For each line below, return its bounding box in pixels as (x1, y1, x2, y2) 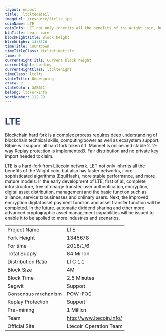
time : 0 (5, 53, 21, 58)
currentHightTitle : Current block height (5, 58, 92, 63)
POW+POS (66, 291, 92, 297)
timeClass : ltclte (5, 72, 43, 77)
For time (7, 243, 27, 250)
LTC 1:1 (66, 258, 85, 265)
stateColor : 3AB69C (5, 85, 45, 90)
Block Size (7, 266, 32, 273)
